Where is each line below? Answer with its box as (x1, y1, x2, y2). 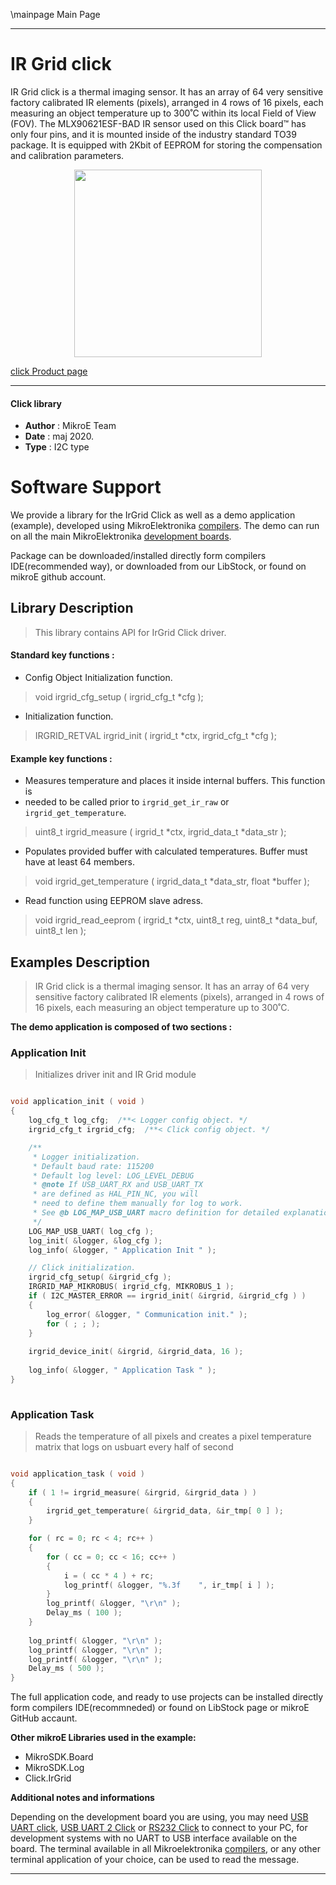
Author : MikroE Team (24, 420, 117, 432)
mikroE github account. (10, 571, 107, 583)
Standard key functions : (10, 649, 115, 661)
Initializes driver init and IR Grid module (34, 1069, 197, 1081)
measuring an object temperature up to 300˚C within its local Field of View (10, 107, 317, 119)
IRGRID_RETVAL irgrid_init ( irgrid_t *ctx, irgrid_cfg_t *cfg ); (34, 730, 277, 742)
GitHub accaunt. (10, 1712, 78, 1724)
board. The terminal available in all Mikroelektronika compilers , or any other (10, 1843, 321, 1855)
